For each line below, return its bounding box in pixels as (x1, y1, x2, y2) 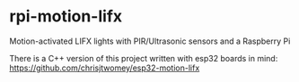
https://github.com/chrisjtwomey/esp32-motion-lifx (9, 62, 200, 73)
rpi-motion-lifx (9, 6, 123, 27)
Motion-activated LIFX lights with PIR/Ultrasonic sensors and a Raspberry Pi (9, 36, 291, 46)
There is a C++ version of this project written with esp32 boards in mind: (9, 53, 278, 63)
